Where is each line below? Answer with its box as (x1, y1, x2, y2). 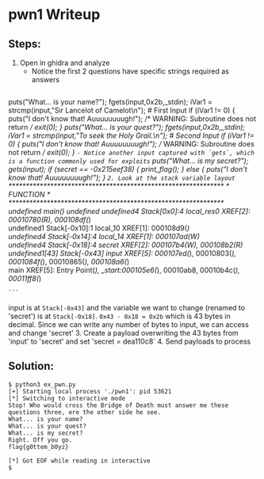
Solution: (8, 359, 54, 373)
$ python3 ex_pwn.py (8, 380, 77, 389)
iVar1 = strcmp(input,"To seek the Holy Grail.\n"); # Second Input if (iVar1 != (8, 131, 255, 140)
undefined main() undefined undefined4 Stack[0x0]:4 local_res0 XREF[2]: (8, 207, 251, 215)
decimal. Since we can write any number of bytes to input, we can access (8, 320, 250, 329)
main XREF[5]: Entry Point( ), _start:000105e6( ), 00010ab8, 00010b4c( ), (8, 265, 240, 275)
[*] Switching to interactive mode (8, 394, 126, 402)
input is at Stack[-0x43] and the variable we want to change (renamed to (8, 303, 246, 312)
